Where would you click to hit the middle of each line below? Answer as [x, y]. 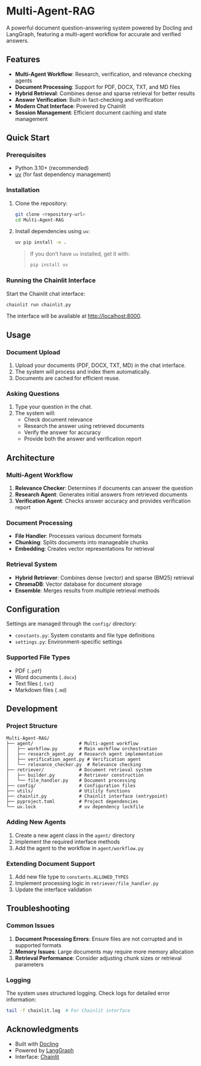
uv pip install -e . [41, 242]
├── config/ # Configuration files [71, 786]
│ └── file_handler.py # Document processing [71, 781]
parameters [29, 964]
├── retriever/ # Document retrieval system [79, 770]
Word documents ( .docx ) [46, 677]
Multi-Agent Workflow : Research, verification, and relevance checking [103, 74]
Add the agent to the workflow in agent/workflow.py [79, 848]
